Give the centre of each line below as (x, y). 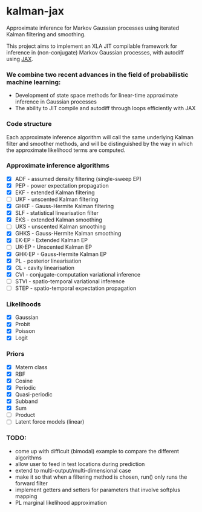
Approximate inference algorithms (58, 166)
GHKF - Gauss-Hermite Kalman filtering (64, 206)
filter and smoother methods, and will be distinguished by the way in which (99, 143)
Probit (22, 324)
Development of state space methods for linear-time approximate (96, 96)
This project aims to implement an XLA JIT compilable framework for (92, 46)
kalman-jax (35, 11)
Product (25, 415)
